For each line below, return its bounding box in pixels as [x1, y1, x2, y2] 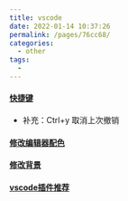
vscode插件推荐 [9, 182, 70, 193]
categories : [9, 38, 54, 48]
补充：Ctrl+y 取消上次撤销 [22, 115, 120, 126]
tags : [9, 55, 30, 64]
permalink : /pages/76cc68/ [9, 30, 111, 39]
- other [17, 47, 47, 56]
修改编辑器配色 [9, 137, 65, 148]
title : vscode [9, 13, 63, 23]
